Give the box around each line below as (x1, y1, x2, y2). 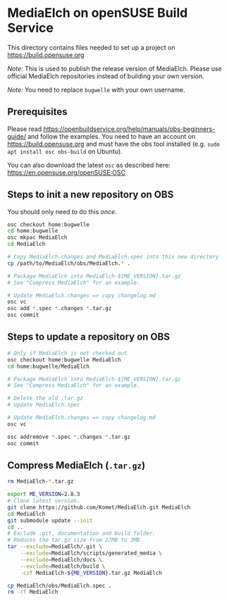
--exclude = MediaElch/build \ (20, 562, 106, 570)
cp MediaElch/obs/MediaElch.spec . (7, 582, 112, 589)
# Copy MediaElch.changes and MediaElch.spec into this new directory (7, 254, 219, 261)
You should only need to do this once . (7, 207, 118, 216)
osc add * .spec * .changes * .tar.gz (7, 305, 112, 312)
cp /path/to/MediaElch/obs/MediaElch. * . (7, 259, 131, 267)
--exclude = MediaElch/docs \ (20, 556, 102, 563)
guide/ (7, 132, 27, 140)
